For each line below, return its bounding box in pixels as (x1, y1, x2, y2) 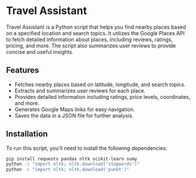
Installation (6, 129, 48, 139)
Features (6, 66, 39, 76)
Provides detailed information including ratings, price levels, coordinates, (14, 93, 191, 100)
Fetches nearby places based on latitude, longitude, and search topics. (14, 81, 186, 88)
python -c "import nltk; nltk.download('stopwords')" (6, 161, 140, 167)
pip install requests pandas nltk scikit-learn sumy (6, 156, 137, 162)
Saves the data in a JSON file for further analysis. (14, 112, 134, 119)
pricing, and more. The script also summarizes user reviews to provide (6, 42, 177, 49)
